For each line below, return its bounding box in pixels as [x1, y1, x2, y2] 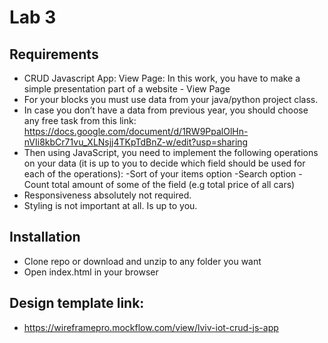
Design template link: [9, 295, 145, 312]
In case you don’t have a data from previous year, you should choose [23, 104, 309, 116]
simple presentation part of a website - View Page [23, 83, 231, 95]
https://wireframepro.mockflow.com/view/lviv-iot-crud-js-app [23, 321, 279, 333]
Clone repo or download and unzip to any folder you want [23, 255, 262, 267]
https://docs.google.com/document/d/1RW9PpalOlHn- [23, 126, 249, 137]
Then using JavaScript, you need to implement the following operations [23, 147, 319, 158]
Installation [9, 229, 81, 246]
